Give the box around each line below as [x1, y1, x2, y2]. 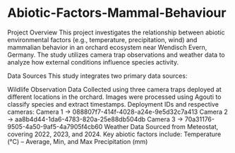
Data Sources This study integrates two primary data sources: [7, 72, 188, 80]
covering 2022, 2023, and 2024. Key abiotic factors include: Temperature [7, 130, 222, 138]
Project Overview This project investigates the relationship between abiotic [7, 28, 226, 36]
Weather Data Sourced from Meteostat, [104, 122, 219, 131]
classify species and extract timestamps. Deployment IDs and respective [7, 100, 219, 108]
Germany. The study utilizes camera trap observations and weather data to [7, 51, 225, 59]
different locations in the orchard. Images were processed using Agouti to [7, 93, 222, 101]
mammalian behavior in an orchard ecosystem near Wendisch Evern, [7, 43, 207, 51]
